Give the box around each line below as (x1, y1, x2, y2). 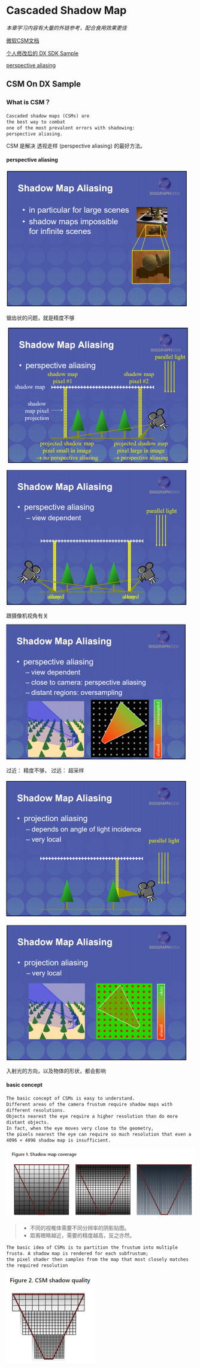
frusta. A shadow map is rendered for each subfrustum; (6, 1251, 149, 1256)
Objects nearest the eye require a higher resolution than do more (6, 1113, 178, 1120)
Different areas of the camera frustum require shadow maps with (6, 1101, 172, 1108)
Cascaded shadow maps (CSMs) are (6, 113, 90, 119)
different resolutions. (6, 1107, 66, 1114)
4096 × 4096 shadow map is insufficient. (6, 1137, 111, 1144)
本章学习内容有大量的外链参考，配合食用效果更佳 (6, 24, 127, 31)
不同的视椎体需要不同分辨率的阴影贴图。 (29, 1224, 130, 1231)
